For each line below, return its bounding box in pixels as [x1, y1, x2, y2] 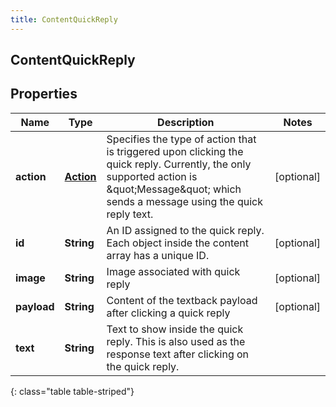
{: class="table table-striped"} [10, 385, 135, 397]
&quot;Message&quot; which [106, 182, 242, 196]
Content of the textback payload [106, 293, 258, 307]
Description [157, 115, 215, 129]
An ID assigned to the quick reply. [106, 223, 265, 237]
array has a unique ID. [106, 248, 210, 262]
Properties [10, 86, 78, 103]
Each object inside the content [106, 236, 250, 250]
